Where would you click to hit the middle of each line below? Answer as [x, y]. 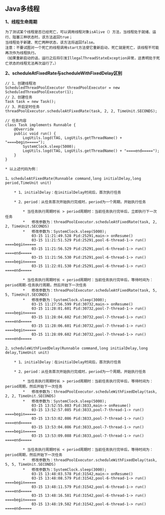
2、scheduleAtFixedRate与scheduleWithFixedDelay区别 [64, 73]
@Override [24, 129]
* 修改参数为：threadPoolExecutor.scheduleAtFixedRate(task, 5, [90, 290]
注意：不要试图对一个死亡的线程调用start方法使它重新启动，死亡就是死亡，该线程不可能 [82, 48]
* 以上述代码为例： [22, 169]
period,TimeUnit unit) [28, 183]
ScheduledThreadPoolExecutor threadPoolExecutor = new [63, 88]
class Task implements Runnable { [41, 125]
